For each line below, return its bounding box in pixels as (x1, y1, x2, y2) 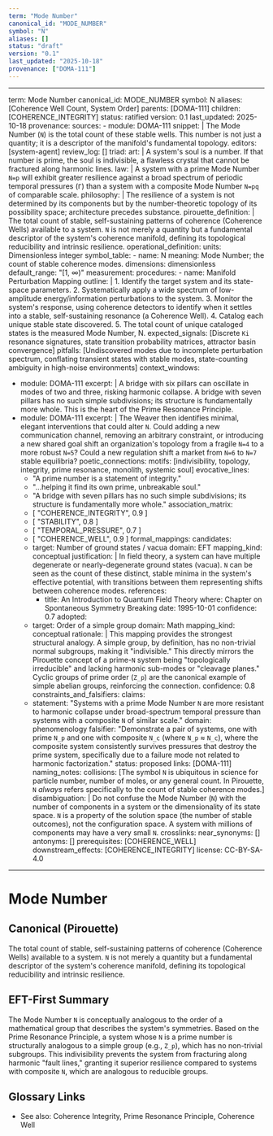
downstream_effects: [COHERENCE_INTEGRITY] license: (32, 845, 223, 855)
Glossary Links (8, 1090, 86, 1103)
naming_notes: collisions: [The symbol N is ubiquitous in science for (32, 767, 258, 777)
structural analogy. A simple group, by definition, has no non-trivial (32, 638, 256, 647)
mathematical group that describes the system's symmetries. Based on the (8, 1023, 260, 1033)
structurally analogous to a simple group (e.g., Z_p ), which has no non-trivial (8, 1040, 262, 1050)
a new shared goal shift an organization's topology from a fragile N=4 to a (19, 438, 264, 448)
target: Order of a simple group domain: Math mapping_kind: (32, 620, 236, 630)
